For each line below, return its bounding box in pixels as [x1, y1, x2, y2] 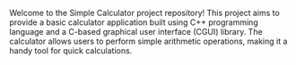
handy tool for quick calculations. [9, 45, 133, 56]
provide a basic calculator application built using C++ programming [9, 17, 258, 28]
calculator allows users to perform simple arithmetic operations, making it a [9, 36, 288, 46]
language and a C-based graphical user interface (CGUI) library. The [9, 27, 263, 37]
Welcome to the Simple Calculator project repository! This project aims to [9, 8, 280, 18]
